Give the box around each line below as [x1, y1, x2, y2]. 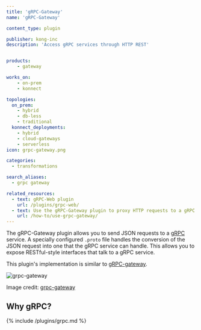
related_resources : [6, 190, 55, 196]
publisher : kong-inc [6, 36, 58, 42]
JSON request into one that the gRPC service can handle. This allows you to [6, 242, 195, 250]
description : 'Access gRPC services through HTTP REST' [6, 42, 149, 48]
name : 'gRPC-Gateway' [6, 14, 61, 20]
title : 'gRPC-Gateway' [6, 8, 63, 15]
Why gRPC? [6, 301, 52, 311]
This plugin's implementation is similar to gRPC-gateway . [6, 260, 147, 268]
